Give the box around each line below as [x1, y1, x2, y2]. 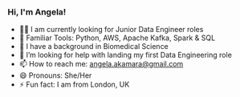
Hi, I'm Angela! [7, 6, 67, 18]
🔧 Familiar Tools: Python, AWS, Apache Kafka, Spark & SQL [18, 33, 216, 42]
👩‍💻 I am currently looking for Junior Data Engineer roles [18, 25, 204, 34]
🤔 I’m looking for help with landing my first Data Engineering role [18, 51, 232, 60]
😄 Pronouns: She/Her [18, 71, 92, 80]
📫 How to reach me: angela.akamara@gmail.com [18, 59, 184, 69]
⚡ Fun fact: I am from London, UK [18, 79, 130, 90]
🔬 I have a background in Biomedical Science [18, 42, 169, 51]
